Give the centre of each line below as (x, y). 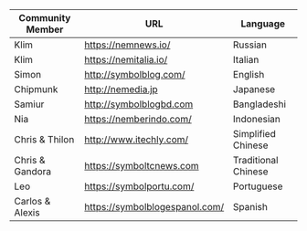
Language (263, 24)
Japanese (254, 89)
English (249, 74)
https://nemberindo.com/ (138, 119)
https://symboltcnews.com (142, 166)
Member (45, 29)
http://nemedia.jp (121, 89)
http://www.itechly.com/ (137, 139)
